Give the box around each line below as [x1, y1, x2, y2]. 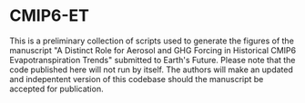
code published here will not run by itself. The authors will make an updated [9, 64, 294, 75]
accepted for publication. [9, 83, 104, 94]
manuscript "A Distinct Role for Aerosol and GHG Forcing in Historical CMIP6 [9, 44, 297, 55]
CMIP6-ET [9, 5, 89, 26]
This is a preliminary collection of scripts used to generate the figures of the [9, 35, 294, 46]
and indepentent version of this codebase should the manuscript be [9, 73, 264, 84]
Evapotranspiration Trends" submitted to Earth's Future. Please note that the [9, 54, 296, 65]
